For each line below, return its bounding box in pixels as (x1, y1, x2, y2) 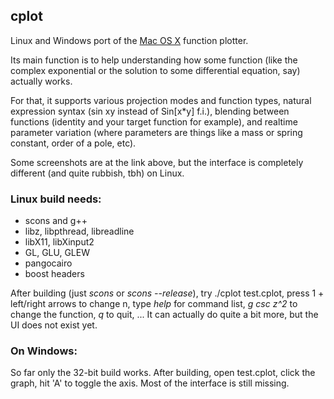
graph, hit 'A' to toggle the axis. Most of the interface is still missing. (10, 377, 290, 389)
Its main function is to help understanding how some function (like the (10, 54, 298, 66)
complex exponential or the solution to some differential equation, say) (10, 64, 301, 76)
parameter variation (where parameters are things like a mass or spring (10, 126, 303, 138)
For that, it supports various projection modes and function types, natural (10, 94, 312, 106)
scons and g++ (24, 215, 88, 227)
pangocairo (24, 257, 73, 269)
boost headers (24, 268, 85, 280)
